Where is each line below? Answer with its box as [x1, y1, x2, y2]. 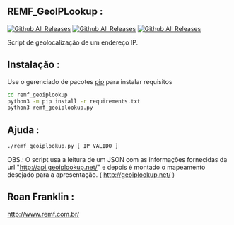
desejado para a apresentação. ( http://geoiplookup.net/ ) [7, 170, 175, 179]
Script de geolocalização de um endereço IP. [7, 38, 139, 47]
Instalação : [7, 59, 60, 71]
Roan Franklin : [7, 191, 74, 203]
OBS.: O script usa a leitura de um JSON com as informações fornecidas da [7, 155, 228, 163]
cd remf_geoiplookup [7, 91, 69, 98]
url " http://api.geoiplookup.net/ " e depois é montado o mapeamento [7, 163, 206, 171]
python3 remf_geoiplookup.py [7, 104, 93, 112]
